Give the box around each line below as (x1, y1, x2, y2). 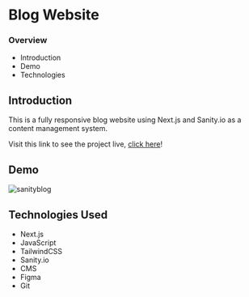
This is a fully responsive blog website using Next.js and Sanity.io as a (8, 115, 242, 125)
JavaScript (19, 237, 57, 248)
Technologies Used (8, 208, 108, 222)
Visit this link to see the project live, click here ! (8, 139, 163, 149)
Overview (8, 35, 48, 46)
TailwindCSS (19, 246, 63, 256)
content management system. (8, 124, 108, 134)
